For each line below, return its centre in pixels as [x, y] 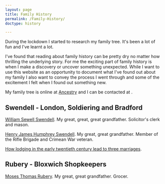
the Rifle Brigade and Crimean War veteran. [49, 139]
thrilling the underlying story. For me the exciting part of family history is [79, 61]
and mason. [17, 125]
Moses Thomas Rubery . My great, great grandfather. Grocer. [67, 176]
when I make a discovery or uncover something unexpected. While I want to [82, 67]
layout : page [19, 10]
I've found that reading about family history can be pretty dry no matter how [82, 57]
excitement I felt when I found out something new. [56, 83]
